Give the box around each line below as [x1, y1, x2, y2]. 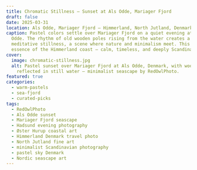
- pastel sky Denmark [11, 150, 64, 155]
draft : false [6, 14, 38, 20]
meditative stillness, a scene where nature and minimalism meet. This [11, 41, 191, 47]
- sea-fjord [11, 90, 41, 96]
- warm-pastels [11, 85, 49, 91]
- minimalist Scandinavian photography [11, 144, 109, 150]
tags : [6, 100, 19, 107]
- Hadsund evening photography [11, 123, 88, 129]
